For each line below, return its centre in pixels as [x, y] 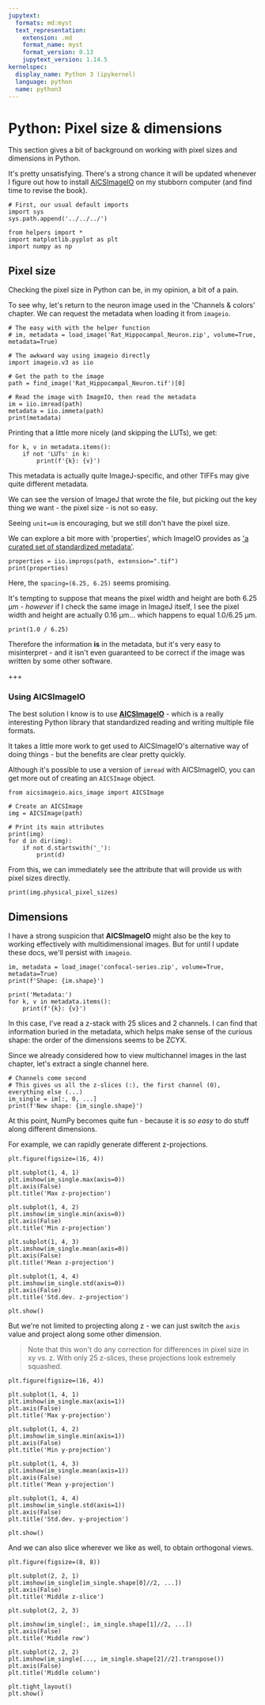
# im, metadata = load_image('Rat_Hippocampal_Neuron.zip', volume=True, [132, 335]
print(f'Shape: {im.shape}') [56, 981]
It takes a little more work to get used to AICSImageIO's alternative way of [129, 746]
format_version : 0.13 [58, 52]
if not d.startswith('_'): [67, 848]
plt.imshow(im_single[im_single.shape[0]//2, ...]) [95, 1583]
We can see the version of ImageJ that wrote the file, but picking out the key [132, 500]
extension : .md [47, 38]
